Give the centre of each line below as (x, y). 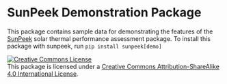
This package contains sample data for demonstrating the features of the (110, 31)
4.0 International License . (43, 74)
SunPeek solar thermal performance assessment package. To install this (109, 38)
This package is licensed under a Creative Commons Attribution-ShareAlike (113, 66)
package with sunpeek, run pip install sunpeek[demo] (84, 46)
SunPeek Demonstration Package (104, 13)
